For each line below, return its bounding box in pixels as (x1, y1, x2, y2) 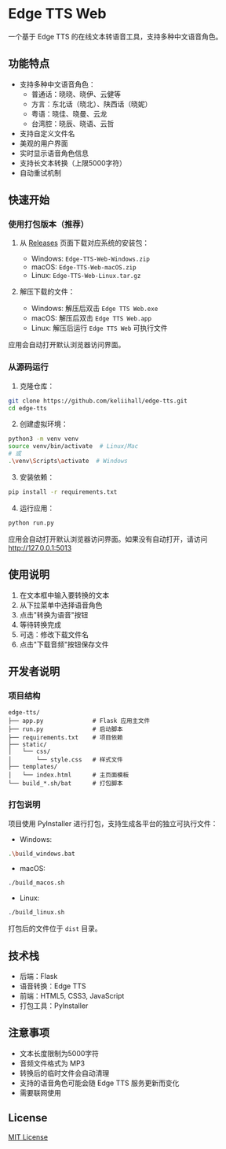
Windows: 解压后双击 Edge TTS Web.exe (31, 304, 159, 313)
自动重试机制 (19, 168, 61, 177)
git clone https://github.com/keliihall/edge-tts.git (8, 397, 188, 405)
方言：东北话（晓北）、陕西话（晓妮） (31, 99, 152, 109)
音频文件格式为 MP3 (19, 1058, 85, 1068)
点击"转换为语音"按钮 (19, 610, 89, 619)
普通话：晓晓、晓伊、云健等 (31, 89, 122, 98)
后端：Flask (19, 971, 58, 980)
